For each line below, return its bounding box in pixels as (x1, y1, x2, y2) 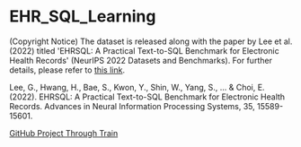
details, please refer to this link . (9, 65, 126, 75)
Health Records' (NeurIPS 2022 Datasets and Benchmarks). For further (9, 55, 272, 65)
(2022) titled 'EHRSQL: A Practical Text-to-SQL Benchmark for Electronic (9, 45, 280, 56)
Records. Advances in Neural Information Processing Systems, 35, (9, 100, 256, 111)
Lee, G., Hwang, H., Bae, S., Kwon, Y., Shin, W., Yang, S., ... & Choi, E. (9, 82, 265, 92)
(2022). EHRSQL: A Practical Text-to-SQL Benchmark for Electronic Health (9, 91, 286, 102)
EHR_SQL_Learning (9, 6, 156, 27)
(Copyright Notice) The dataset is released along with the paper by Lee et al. (9, 36, 293, 47)
